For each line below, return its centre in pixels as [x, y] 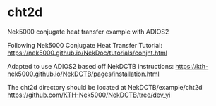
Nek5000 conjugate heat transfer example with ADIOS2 [88, 32]
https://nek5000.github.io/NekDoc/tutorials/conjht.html [88, 53]
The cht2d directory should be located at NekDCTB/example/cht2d [105, 87]
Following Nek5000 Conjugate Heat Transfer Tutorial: [85, 45]
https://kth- [192, 66]
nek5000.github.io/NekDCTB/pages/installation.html [84, 74]
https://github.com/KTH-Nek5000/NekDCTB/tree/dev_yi [89, 95]
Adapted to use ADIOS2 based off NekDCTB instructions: [91, 66]
